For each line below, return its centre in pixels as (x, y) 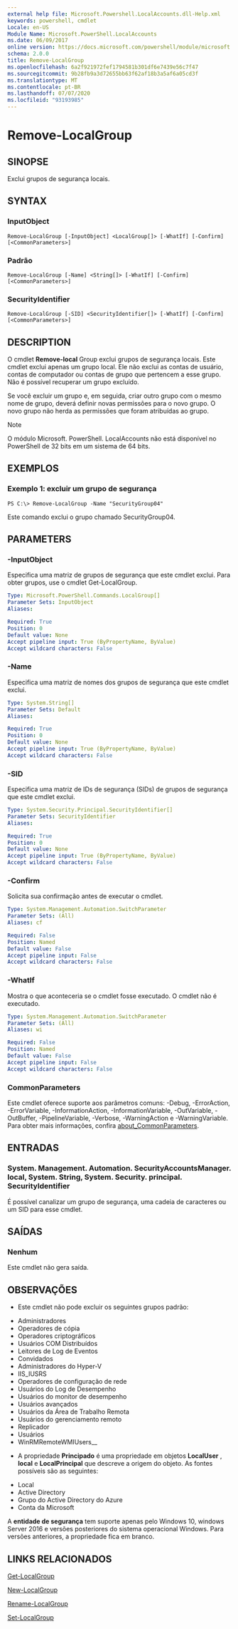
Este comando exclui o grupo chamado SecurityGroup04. (91, 517)
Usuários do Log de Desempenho (67, 1389)
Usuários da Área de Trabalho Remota (74, 1412)
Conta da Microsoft (46, 1508)
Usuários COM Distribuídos (58, 1344)
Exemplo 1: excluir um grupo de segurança (82, 489)
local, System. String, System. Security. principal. (95, 1177)
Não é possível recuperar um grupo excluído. (74, 382)
